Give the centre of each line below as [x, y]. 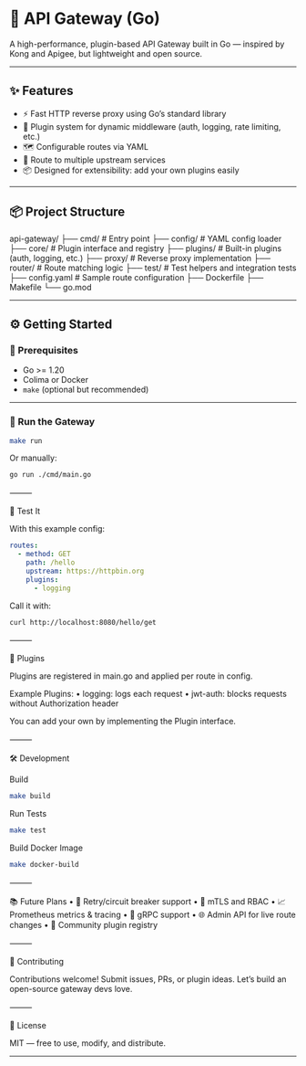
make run [26, 441]
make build [30, 797]
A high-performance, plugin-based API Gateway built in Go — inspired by [147, 44]
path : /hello [51, 563]
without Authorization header [64, 703]
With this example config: [57, 529]
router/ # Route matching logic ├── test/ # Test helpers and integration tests [153, 268]
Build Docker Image [46, 848]
